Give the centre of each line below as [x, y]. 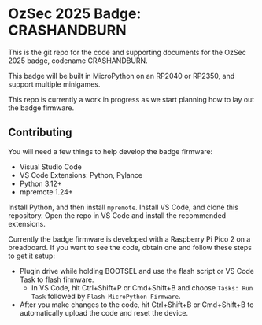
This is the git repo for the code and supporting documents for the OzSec [127, 52]
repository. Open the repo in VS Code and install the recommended [117, 215]
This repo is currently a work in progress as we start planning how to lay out [131, 99]
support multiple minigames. [54, 84]
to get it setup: [31, 256]
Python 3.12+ [41, 183]
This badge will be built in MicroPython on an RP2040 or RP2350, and [122, 76]
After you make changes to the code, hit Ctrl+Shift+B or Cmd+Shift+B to [137, 305]
